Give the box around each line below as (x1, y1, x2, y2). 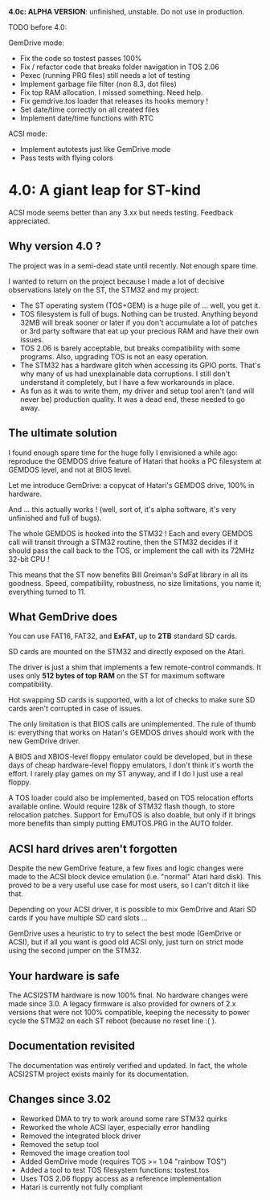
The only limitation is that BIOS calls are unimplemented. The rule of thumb (8, 719, 256, 729)
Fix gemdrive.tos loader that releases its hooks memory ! (19, 96, 209, 105)
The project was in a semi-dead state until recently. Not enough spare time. (8, 260, 259, 270)
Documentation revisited (8, 1039, 135, 1053)
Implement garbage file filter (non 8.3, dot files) (19, 80, 177, 88)
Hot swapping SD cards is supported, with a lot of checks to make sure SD (8, 695, 256, 705)
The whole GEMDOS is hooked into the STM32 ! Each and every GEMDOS (8, 528, 253, 538)
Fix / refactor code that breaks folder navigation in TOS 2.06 (19, 62, 219, 72)
